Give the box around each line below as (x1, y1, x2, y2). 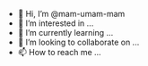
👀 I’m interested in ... (17, 18, 94, 29)
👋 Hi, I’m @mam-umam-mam (17, 9, 126, 19)
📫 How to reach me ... (17, 47, 101, 57)
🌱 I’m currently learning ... (17, 28, 114, 37)
